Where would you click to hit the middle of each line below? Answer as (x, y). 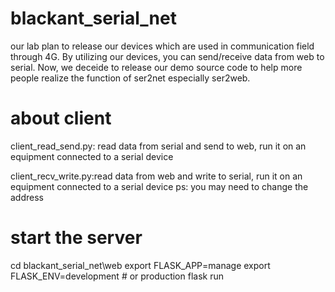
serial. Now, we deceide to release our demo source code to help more (156, 67)
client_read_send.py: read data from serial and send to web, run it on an (158, 146)
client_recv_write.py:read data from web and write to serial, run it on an (156, 176)
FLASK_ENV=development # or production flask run (117, 276)
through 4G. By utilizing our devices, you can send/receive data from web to (167, 56)
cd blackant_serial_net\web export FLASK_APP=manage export (140, 265)
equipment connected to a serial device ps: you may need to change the (159, 186)
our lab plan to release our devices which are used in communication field (162, 46)
